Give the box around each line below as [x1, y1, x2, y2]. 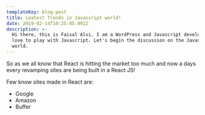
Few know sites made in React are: [6, 78, 94, 86]
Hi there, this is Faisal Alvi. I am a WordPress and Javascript [12, 32, 182, 38]
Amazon [15, 96, 37, 104]
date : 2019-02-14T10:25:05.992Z [6, 20, 88, 26]
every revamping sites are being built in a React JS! [6, 66, 135, 73]
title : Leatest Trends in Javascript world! [6, 15, 121, 21]
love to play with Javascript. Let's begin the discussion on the [12, 37, 184, 43]
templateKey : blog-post [6, 9, 67, 15]
